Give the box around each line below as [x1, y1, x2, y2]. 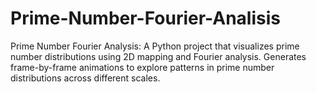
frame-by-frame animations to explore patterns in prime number [10, 61, 275, 73]
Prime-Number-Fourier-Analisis [10, 7, 281, 30]
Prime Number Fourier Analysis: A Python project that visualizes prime [10, 40, 300, 52]
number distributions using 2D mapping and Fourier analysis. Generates [10, 50, 307, 62]
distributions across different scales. [10, 72, 161, 84]
